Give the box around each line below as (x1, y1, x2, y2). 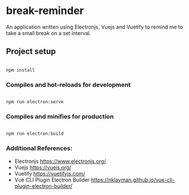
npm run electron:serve (6, 99, 64, 105)
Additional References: (6, 144, 73, 152)
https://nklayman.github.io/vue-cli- (90, 176, 175, 183)
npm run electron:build (6, 131, 64, 137)
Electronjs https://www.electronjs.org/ (14, 158, 106, 165)
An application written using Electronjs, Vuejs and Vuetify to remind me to (6, 23, 183, 30)
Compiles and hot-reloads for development (6, 81, 131, 89)
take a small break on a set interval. (6, 29, 92, 36)
